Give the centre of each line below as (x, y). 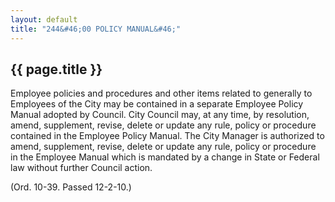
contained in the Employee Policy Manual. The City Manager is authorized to (167, 136)
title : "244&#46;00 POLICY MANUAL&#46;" (96, 29)
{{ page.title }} (56, 69)
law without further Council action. (81, 168)
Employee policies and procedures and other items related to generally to (161, 93)
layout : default (44, 19)
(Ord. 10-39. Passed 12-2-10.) (71, 187)
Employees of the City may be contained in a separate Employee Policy (157, 104)
